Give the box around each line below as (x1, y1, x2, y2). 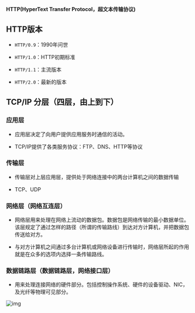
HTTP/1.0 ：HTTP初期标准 (14, 53, 76, 60)
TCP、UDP (14, 185, 42, 192)
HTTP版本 (6, 25, 43, 35)
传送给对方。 (14, 231, 46, 238)
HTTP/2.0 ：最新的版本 (14, 78, 67, 85)
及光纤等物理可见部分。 (14, 288, 71, 295)
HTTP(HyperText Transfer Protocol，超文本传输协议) (6, 6, 136, 12)
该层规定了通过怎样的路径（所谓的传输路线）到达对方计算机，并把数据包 (14, 223, 189, 231)
